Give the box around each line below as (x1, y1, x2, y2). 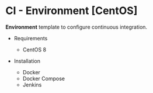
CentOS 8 (22, 46, 47, 53)
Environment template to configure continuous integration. (5, 23, 147, 30)
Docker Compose (22, 75, 65, 82)
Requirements (13, 35, 48, 42)
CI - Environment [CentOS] (5, 4, 138, 18)
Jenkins (22, 81, 42, 88)
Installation (13, 57, 41, 64)
